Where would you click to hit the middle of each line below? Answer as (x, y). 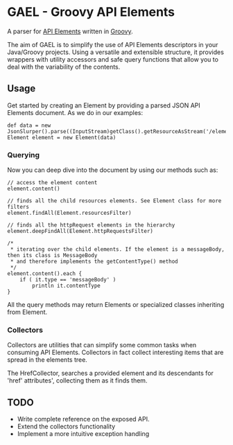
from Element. (27, 312)
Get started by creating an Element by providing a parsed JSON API (104, 105)
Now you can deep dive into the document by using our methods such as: (113, 170)
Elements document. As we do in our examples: (75, 112)
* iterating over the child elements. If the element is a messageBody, (118, 250)
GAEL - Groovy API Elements (91, 12)
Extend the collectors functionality (66, 426)
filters (18, 207)
